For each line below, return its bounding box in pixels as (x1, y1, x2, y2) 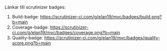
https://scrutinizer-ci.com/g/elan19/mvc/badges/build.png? (40, 14, 162, 19)
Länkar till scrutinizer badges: (5, 4, 66, 10)
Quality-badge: (12, 35, 43, 41)
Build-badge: (12, 14, 39, 19)
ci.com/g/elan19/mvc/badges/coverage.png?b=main (12, 30, 121, 35)
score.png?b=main (12, 40, 51, 46)
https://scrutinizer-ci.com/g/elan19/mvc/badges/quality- (44, 35, 160, 41)
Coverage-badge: (12, 24, 49, 30)
